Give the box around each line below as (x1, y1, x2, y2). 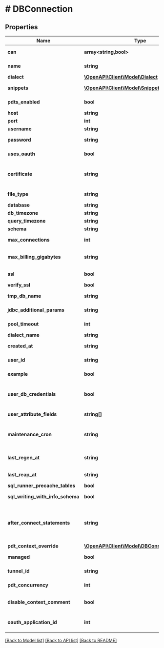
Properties (5, 23, 38, 31)
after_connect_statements (7, 520, 70, 526)
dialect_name (7, 332, 40, 338)
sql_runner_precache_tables (7, 482, 76, 489)
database (7, 202, 30, 208)
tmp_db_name (7, 293, 41, 299)
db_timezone (7, 210, 38, 216)
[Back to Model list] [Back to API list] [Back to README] (5, 638, 117, 643)
